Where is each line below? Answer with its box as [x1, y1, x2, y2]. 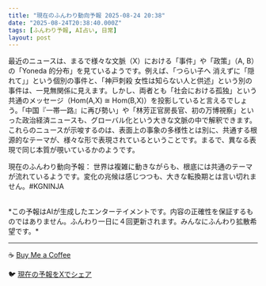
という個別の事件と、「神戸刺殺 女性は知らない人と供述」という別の [32, 76, 253, 85]
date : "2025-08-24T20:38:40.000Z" [8, 19, 123, 27]
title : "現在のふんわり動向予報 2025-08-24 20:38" [8, 11, 165, 20]
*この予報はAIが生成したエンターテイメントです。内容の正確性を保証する [8, 207, 247, 216]
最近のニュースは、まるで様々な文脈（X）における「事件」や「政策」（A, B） [8, 56, 255, 66]
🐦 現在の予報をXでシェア [8, 269, 93, 279]
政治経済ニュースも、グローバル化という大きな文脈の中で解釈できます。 [21, 115, 257, 125]
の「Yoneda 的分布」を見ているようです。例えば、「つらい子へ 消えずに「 [8, 66, 248, 76]
